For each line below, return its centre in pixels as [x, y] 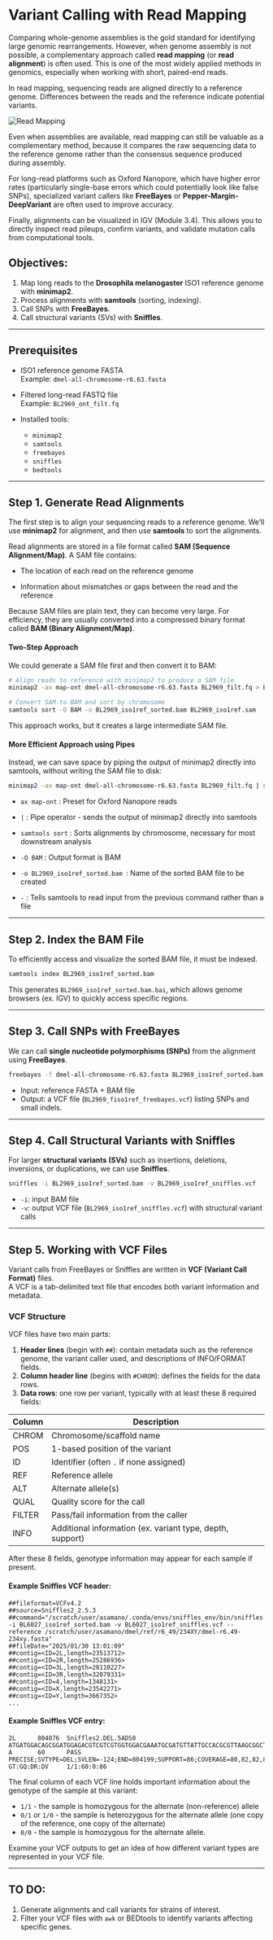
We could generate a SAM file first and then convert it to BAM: [113, 665]
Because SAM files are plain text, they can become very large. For [119, 611]
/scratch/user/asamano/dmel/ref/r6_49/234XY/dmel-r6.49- [143, 1631]
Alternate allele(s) [85, 1489]
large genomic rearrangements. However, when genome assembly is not [130, 46]
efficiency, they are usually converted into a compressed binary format [127, 620]
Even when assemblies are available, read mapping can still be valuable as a [136, 137]
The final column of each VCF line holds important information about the [129, 1781]
